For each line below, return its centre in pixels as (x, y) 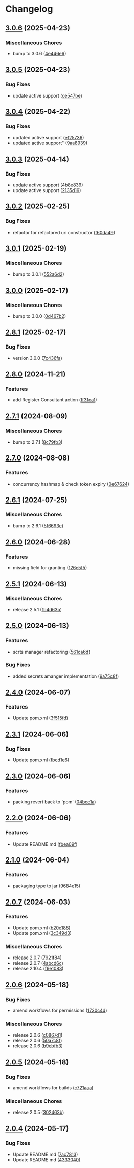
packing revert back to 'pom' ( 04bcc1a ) (54, 802)
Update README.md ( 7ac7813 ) (45, 1154)
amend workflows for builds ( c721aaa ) (53, 1088)
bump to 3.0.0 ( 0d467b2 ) (39, 316)
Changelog (29, 9)
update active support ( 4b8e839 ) (48, 185)
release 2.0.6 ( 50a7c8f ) (37, 1041)
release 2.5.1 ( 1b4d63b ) (37, 609)
